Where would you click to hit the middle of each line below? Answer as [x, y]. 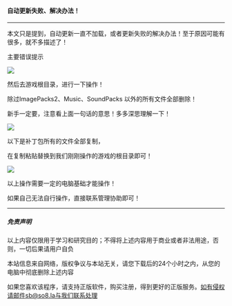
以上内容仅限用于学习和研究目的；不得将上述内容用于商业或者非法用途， [110, 241]
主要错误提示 [25, 57]
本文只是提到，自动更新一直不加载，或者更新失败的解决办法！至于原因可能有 [116, 34]
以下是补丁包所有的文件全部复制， [56, 141]
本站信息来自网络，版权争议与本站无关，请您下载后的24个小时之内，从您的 [114, 264]
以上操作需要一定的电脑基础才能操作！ [61, 183]
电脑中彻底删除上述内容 [40, 272]
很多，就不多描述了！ [37, 42]
